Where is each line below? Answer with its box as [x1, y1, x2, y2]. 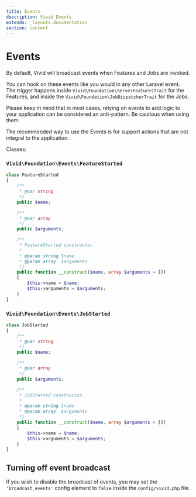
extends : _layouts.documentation [6, 19, 88, 25]
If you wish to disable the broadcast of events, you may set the [6, 478, 158, 485]
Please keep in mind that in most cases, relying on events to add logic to [6, 105, 180, 112]
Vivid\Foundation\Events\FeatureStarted [6, 160, 123, 167]
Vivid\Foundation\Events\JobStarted [6, 310, 111, 317]
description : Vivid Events [6, 14, 72, 20]
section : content [6, 25, 49, 31]
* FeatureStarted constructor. [19, 242, 95, 248]
